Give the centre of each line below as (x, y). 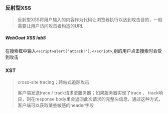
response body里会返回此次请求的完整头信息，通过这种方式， (99, 99)
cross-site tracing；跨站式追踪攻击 (53, 82)
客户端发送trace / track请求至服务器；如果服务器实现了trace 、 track (88, 92)
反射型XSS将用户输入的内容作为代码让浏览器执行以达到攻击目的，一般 (90, 20)
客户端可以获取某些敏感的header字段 (56, 105)
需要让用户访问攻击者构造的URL (50, 26)
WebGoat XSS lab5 (26, 37)
